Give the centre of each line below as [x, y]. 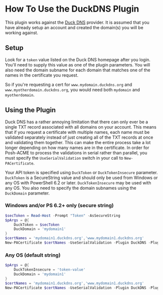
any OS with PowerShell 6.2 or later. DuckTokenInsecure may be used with [78, 182]
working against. [22, 33]
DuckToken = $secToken [37, 225]
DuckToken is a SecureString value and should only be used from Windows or [81, 178]
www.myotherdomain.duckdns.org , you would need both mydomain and [73, 90]
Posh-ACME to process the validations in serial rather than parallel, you [76, 153]
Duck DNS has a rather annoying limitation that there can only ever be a [77, 122]
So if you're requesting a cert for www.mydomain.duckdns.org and [69, 84]
